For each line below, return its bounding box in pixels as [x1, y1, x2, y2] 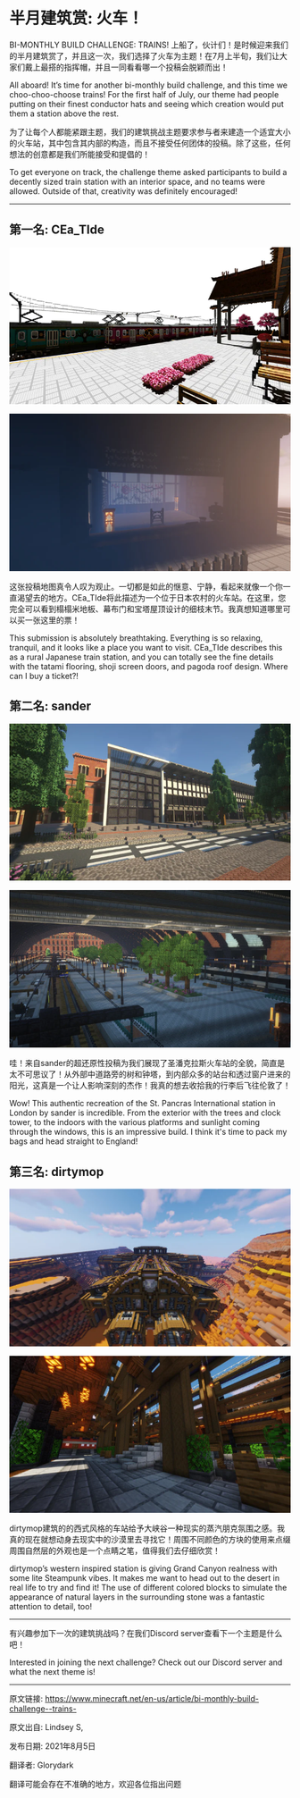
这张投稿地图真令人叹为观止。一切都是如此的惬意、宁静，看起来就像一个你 [9, 582, 283, 592]
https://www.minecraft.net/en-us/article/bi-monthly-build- [44, 1693, 260, 1704]
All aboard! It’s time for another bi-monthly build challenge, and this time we [9, 80, 288, 90]
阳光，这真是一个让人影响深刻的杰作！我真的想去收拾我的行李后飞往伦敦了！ [9, 1080, 291, 1091]
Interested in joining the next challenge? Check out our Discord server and [9, 1657, 283, 1668]
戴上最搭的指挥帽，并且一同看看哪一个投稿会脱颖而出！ [24, 62, 229, 72]
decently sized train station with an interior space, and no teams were [9, 176, 266, 187]
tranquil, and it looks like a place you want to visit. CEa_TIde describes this [9, 643, 283, 653]
